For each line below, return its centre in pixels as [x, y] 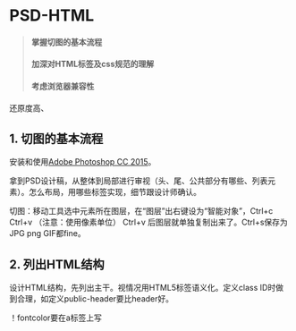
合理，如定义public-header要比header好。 [95, 299]
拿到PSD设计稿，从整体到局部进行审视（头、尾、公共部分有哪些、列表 [139, 181]
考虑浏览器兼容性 [63, 86]
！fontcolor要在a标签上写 [56, 318]
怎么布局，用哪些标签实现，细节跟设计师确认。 [114, 192]
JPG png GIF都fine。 [48, 233]
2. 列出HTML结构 [57, 264]
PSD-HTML [52, 16]
